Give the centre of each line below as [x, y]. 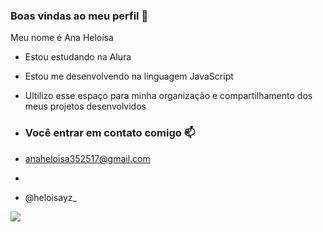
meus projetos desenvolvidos [85, 106]
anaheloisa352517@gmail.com [87, 158]
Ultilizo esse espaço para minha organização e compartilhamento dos [168, 96]
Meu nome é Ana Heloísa [62, 38]
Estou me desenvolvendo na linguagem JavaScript [129, 76]
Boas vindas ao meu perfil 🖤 [79, 16]
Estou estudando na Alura [78, 57]
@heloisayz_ [50, 197]
